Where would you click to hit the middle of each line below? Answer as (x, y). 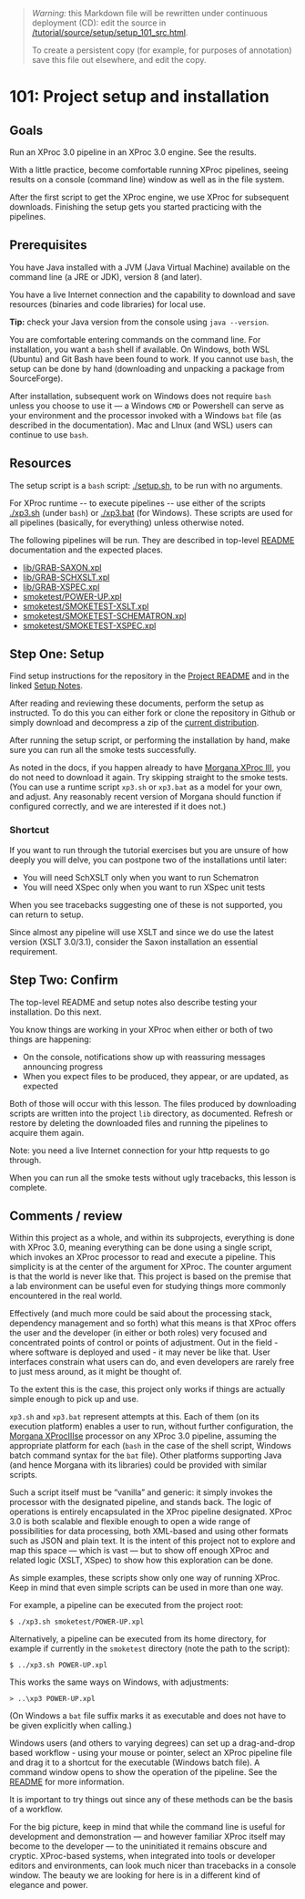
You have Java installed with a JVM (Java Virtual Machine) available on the (150, 267)
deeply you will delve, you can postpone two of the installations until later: (148, 860)
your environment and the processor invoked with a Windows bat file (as (146, 415)
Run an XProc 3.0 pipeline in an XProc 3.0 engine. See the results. (133, 152)
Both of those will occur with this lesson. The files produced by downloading (153, 1103)
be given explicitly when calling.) (71, 1726)
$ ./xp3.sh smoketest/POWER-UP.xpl (77, 1622)
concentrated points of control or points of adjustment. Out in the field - (144, 1343)
